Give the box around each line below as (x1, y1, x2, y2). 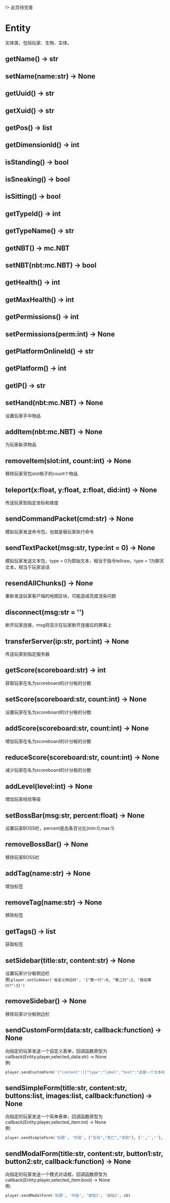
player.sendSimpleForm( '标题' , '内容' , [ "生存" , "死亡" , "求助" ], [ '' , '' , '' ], (5, 1135, 163, 1140)
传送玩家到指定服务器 (5, 651, 50, 657)
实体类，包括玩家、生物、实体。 (5, 39, 72, 46)
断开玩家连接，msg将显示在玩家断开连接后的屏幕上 (5, 622, 112, 628)
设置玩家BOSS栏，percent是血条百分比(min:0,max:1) (5, 825, 115, 831)
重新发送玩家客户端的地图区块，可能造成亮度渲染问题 (5, 593, 116, 599)
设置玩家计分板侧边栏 (5, 970, 50, 976)
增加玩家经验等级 (5, 796, 41, 803)
